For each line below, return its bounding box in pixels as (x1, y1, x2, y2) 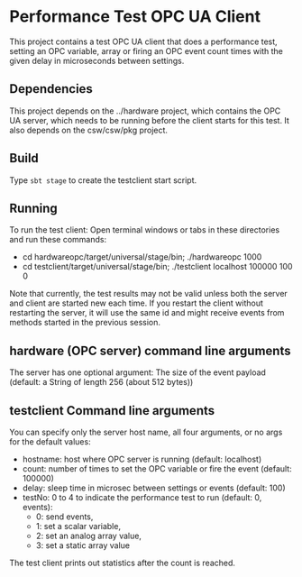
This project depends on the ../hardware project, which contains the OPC (9, 105, 281, 116)
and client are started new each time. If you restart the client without (9, 298, 264, 308)
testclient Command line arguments (9, 403, 215, 418)
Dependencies (9, 81, 93, 96)
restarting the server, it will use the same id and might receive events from (9, 307, 285, 318)
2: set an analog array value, (35, 530, 142, 541)
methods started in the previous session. (9, 317, 160, 328)
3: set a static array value (35, 540, 131, 551)
